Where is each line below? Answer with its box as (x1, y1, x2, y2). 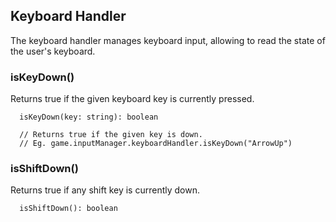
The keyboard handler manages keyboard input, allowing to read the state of (10, 34, 326, 46)
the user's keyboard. (10, 45, 96, 57)
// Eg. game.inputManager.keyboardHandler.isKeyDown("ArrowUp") (19, 139, 293, 149)
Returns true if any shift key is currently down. (10, 184, 201, 196)
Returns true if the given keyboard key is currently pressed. (10, 93, 255, 105)
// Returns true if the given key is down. (19, 130, 203, 140)
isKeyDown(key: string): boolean (19, 112, 159, 123)
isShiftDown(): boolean (19, 204, 118, 214)
